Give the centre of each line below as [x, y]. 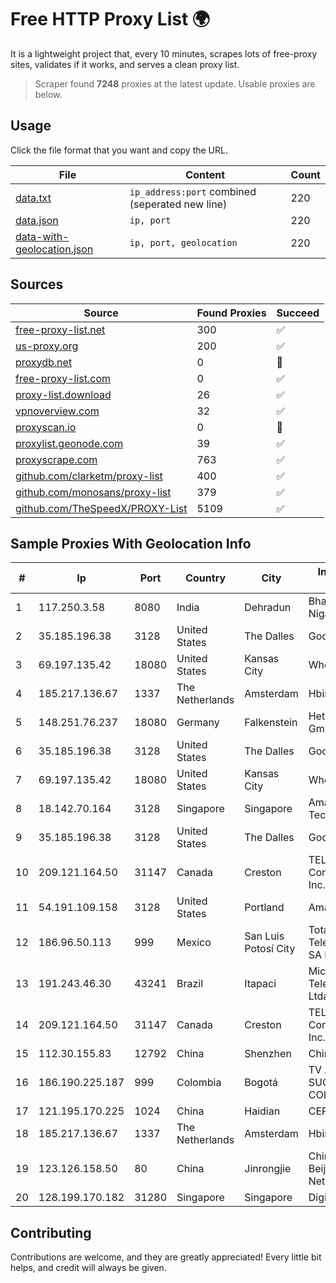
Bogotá [261, 1083]
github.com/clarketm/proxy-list [89, 476]
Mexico [194, 943]
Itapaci [260, 984]
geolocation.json [54, 249]
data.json [37, 220]
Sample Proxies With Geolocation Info [131, 543]
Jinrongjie [268, 1169]
